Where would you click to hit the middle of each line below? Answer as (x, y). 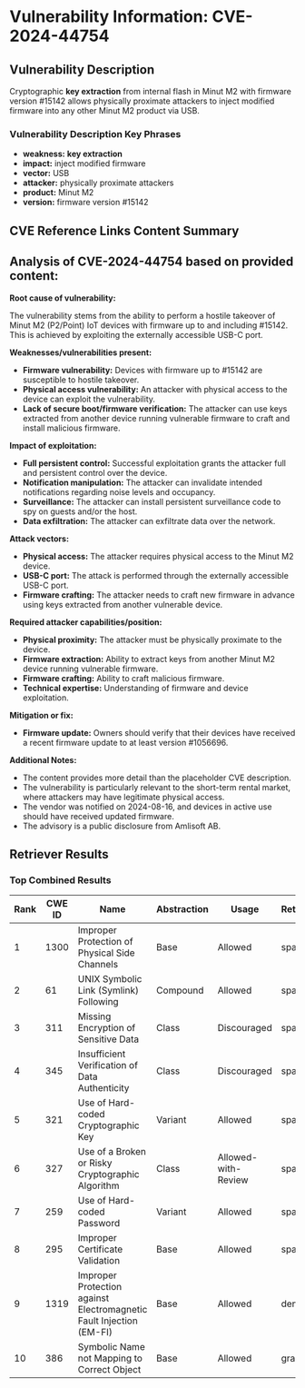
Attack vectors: (39, 539)
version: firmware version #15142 (85, 203)
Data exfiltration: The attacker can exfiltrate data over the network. (149, 520)
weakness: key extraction (72, 154)
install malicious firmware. (71, 428)
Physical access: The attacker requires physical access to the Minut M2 (158, 556)
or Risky (95, 1163)
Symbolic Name (111, 1347)
